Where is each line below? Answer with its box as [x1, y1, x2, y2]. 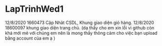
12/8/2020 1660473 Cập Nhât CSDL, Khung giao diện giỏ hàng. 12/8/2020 [5, 20, 155, 25]
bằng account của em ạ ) [5, 35, 56, 41]
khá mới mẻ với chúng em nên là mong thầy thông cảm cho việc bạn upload [5, 30, 158, 36]
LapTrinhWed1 [5, 3, 64, 15]
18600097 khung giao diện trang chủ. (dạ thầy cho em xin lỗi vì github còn [5, 24, 155, 30]
